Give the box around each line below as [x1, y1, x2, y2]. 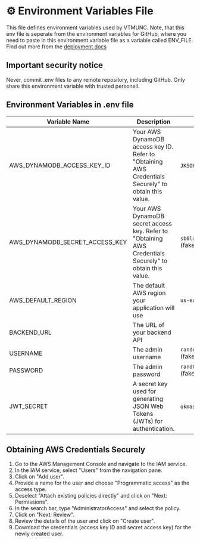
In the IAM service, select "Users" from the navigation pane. [14, 467, 162, 474]
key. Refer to [133, 227, 168, 235]
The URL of [133, 320, 165, 329]
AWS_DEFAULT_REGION [9, 296, 77, 304]
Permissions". [14, 498, 49, 505]
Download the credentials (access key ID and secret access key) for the [14, 524, 192, 531]
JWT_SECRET [9, 402, 48, 410]
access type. [14, 486, 47, 493]
